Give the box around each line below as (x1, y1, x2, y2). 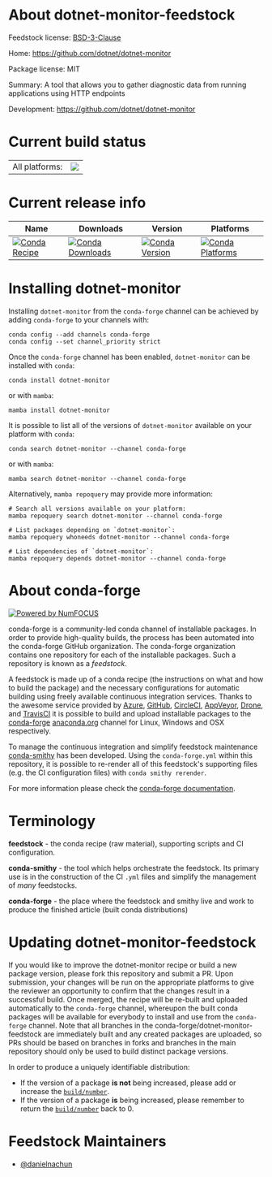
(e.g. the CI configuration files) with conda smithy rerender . (8, 768, 206, 777)
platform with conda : (8, 429, 75, 439)
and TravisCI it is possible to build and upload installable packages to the (8, 708, 252, 718)
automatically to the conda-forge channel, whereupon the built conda (8, 1003, 239, 1013)
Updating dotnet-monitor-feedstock (8, 933, 257, 951)
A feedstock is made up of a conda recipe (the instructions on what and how (8, 674, 264, 684)
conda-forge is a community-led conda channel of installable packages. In (8, 624, 257, 634)
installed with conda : (8, 360, 75, 370)
